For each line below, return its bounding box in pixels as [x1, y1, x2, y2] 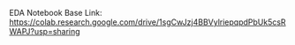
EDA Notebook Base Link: [9, 8, 102, 18]
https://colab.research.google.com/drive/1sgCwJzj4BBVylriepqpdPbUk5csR [9, 17, 286, 27]
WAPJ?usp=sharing [9, 26, 81, 36]
